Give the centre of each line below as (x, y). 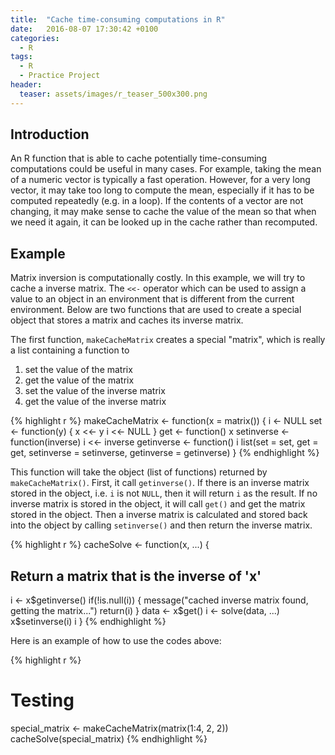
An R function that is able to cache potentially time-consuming (139, 158)
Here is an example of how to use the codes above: (116, 641)
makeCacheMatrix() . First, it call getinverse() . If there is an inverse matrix (160, 483)
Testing (42, 700)
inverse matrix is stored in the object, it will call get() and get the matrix (158, 504)
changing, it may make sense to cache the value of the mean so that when (163, 212)
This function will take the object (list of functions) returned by (139, 472)
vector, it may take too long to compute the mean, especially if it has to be (162, 190)
